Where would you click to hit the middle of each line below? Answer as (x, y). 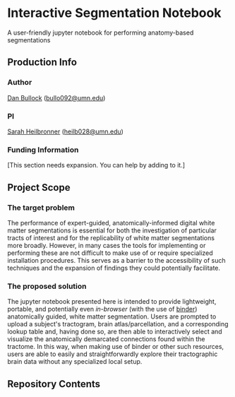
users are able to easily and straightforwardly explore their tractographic (113, 354)
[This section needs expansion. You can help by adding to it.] (96, 165)
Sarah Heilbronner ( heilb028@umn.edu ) (65, 131)
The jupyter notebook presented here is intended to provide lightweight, (112, 302)
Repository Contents (54, 384)
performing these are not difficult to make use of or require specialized (110, 253)
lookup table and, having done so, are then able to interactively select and (115, 332)
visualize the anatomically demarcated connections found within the (106, 339)
